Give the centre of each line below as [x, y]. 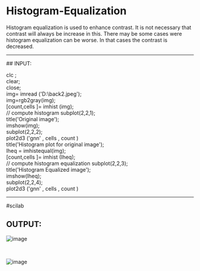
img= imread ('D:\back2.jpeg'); [44, 94]
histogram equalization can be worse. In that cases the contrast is [87, 40]
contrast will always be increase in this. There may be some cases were [94, 33]
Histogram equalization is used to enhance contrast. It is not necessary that [99, 27]
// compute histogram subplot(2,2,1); [51, 113]
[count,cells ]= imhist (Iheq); [41, 157]
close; [14, 87]
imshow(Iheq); [24, 176]
